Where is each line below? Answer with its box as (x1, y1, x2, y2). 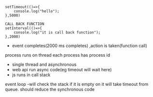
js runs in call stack (12, 72, 51, 78)
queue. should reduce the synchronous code (5, 86, 95, 92)
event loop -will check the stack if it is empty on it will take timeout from (5, 81, 149, 87)
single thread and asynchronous (12, 62, 76, 67)
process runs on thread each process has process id (5, 52, 110, 58)
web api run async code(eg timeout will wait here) (12, 67, 112, 72)
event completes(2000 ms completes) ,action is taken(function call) (12, 43, 148, 48)
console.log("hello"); (14, 9, 60, 14)
